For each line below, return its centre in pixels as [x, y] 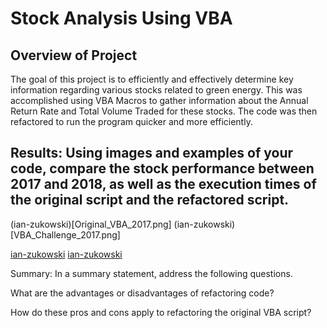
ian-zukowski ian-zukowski [66, 254]
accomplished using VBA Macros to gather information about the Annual [159, 100]
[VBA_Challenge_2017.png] [65, 234]
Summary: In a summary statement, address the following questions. [151, 273]
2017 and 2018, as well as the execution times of [163, 184]
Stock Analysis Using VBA [121, 18]
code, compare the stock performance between [162, 168]
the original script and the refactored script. [150, 200]
